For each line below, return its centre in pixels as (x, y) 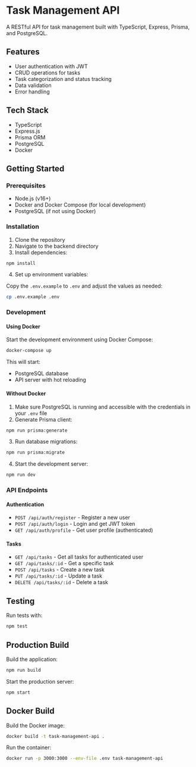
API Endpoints (27, 490)
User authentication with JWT (51, 66)
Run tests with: (24, 615)
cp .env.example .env (33, 297)
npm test (17, 626)
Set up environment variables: (51, 275)
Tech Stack (27, 110)
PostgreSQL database (42, 373)
